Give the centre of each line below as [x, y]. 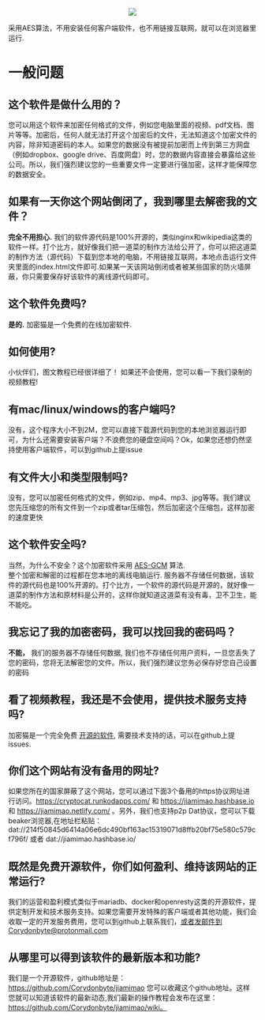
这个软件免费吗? [47, 304]
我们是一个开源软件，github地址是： [67, 977]
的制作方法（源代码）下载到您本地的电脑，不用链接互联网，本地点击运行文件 [132, 256]
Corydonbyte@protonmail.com [58, 931]
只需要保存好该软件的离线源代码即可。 [91, 276]
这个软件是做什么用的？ [65, 104]
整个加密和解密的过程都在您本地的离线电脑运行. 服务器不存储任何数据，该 [127, 575]
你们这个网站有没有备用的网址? [84, 771]
